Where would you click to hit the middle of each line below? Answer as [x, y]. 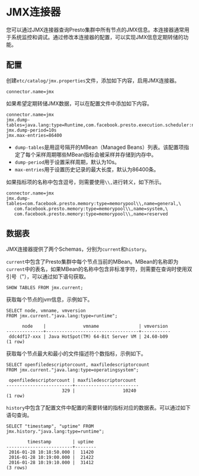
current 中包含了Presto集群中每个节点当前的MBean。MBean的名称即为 [92, 261]
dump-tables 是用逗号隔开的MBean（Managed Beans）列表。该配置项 [99, 147]
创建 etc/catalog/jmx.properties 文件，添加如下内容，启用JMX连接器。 [93, 80]
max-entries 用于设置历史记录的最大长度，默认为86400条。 [87, 169]
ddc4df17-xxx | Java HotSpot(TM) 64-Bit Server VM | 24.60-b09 [88, 336]
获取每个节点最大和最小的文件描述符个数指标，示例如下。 [76, 353]
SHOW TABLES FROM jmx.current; [45, 287]
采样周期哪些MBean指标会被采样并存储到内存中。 [96, 154]
